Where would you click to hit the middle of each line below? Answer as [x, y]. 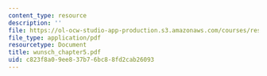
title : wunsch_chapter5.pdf [55, 52]
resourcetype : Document [48, 45]
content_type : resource [48, 15]
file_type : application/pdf [55, 38]
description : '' [35, 23]
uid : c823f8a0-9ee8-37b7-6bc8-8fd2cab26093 [81, 60]
